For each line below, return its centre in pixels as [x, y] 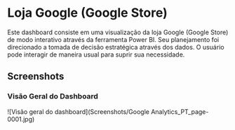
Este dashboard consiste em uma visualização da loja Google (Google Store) [118, 32]
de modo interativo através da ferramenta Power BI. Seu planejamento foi [113, 39]
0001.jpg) [21, 119]
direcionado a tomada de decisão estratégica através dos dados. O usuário [116, 47]
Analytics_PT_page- [180, 111]
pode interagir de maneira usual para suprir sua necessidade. [96, 55]
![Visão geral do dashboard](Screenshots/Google [78, 111]
